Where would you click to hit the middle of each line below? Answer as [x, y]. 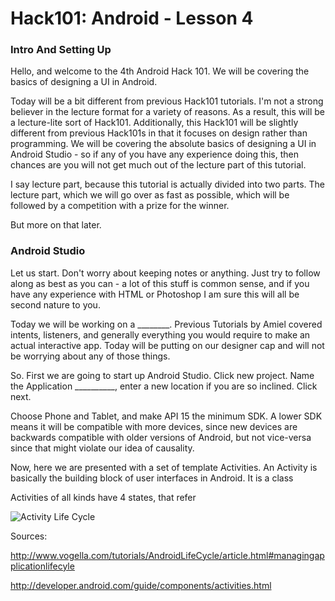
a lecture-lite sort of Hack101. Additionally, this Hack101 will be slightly [154, 123]
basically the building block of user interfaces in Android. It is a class [152, 478]
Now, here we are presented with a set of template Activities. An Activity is [164, 467]
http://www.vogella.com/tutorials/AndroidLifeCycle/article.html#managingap [167, 555]
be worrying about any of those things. [90, 356]
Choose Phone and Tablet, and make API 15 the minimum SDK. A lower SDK [166, 416]
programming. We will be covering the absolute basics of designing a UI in [163, 144]
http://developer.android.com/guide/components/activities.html [141, 585]
